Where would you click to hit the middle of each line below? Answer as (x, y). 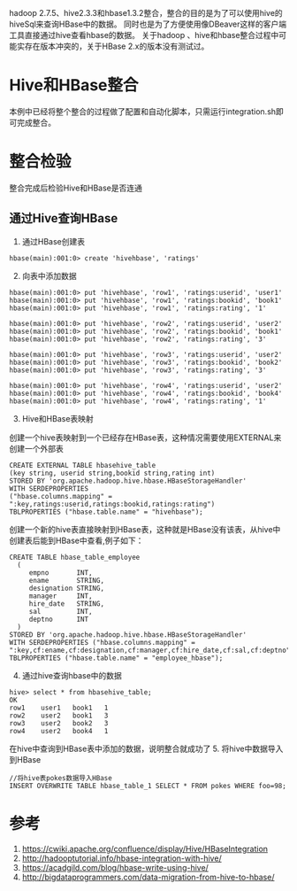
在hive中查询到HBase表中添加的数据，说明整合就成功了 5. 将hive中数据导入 (146, 748)
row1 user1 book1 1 (59, 708)
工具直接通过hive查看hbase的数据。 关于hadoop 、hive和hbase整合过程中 (144, 35)
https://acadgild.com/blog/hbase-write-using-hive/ (115, 867)
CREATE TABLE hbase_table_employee (75, 557)
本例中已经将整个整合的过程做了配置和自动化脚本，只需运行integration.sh (143, 111)
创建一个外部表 (36, 448)
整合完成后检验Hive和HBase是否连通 (76, 188)
